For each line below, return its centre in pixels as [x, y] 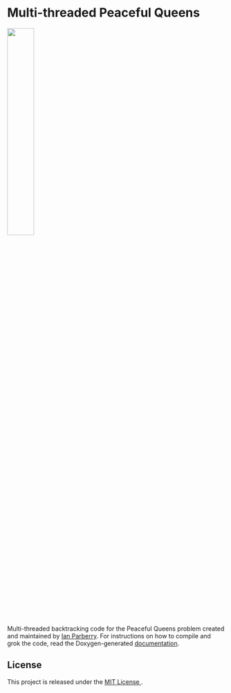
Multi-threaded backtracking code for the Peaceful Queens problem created [116, 629]
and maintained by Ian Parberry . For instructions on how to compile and [109, 636]
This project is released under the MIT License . [75, 682]
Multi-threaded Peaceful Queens [104, 13]
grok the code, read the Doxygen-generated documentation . [93, 643]
